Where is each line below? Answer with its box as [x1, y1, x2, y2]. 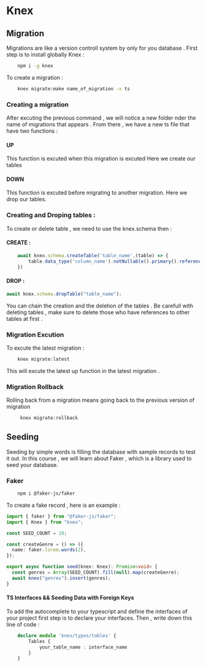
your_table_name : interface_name [39, 644, 128, 650]
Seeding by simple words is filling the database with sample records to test [6, 448, 196, 455]
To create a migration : [6, 74, 63, 81]
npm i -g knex [17, 63, 53, 69]
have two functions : [6, 127, 58, 135]
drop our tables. [6, 196, 47, 203]
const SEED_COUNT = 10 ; [6, 530, 67, 536]
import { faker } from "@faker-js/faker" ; [6, 513, 116, 519]
